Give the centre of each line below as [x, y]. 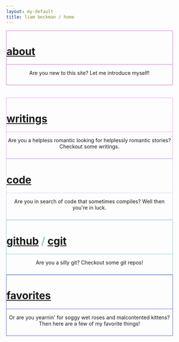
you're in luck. [89, 208]
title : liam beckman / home [40, 17]
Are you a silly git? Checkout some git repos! [89, 263]
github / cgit [37, 241]
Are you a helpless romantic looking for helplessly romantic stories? [89, 141]
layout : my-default [30, 11]
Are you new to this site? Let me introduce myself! [89, 73]
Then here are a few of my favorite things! [89, 324]
